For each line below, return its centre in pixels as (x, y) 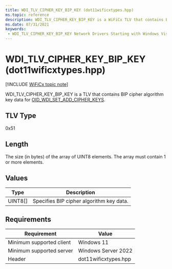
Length (17, 144)
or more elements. (25, 162)
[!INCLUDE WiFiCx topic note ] (37, 84)
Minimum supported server (40, 251)
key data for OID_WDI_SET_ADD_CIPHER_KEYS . (55, 99)
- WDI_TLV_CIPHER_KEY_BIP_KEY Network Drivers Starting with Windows (83, 34)
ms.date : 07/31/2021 (27, 24)
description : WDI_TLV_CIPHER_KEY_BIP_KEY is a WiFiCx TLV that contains (84, 19)
